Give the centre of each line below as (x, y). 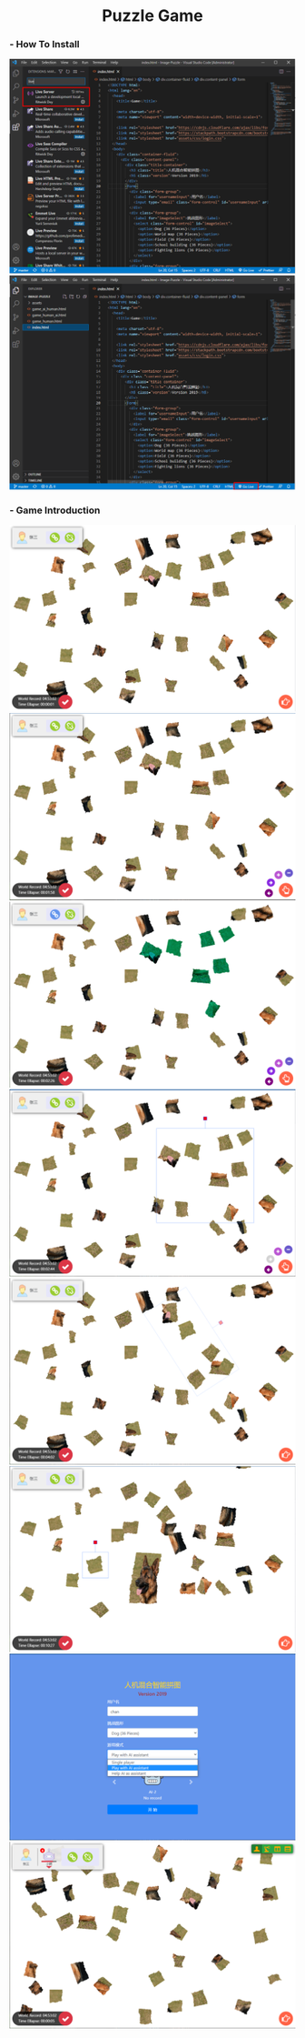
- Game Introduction (55, 510)
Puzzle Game (152, 16)
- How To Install (44, 45)
